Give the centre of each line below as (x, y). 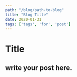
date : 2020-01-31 (23, 19)
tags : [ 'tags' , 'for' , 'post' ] (38, 24)
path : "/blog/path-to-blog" (35, 10)
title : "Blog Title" (27, 15)
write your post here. (39, 68)
